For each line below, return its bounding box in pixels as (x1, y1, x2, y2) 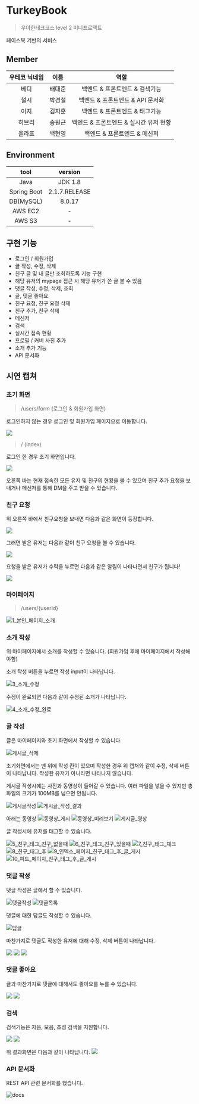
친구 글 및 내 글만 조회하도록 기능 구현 (14, 270, 102, 277)
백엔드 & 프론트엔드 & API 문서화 (78, 96, 165, 104)
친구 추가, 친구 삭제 (14, 307, 59, 315)
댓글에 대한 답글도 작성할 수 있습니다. (6, 912, 92, 919)
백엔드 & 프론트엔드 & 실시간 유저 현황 (71, 118, 171, 126)
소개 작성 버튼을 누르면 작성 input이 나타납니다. (6, 668, 115, 675)
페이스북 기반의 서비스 (6, 36, 58, 43)
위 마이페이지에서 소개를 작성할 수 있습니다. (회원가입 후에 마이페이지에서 (6, 648, 175, 655)
